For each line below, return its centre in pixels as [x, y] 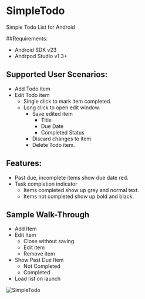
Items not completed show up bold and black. [78, 196]
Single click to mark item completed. [67, 101]
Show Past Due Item [39, 260]
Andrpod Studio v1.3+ [41, 56]
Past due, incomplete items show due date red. [71, 177]
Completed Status [63, 132]
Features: [24, 164]
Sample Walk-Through [48, 215]
